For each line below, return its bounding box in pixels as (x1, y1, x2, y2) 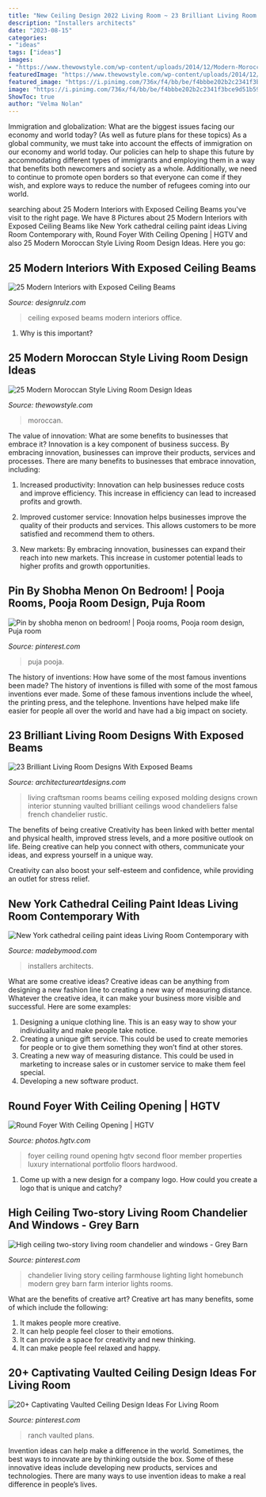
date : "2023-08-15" (8, 26, 73, 34)
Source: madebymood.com (8, 946, 97, 955)
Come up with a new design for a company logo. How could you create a (19, 1175, 258, 1184)
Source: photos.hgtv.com (8, 1135, 91, 1145)
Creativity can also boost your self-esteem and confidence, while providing (8, 866, 254, 875)
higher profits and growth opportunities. (19, 561, 150, 571)
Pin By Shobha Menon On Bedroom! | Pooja (8, 584, 225, 598)
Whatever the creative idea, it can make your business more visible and (8, 994, 241, 1003)
